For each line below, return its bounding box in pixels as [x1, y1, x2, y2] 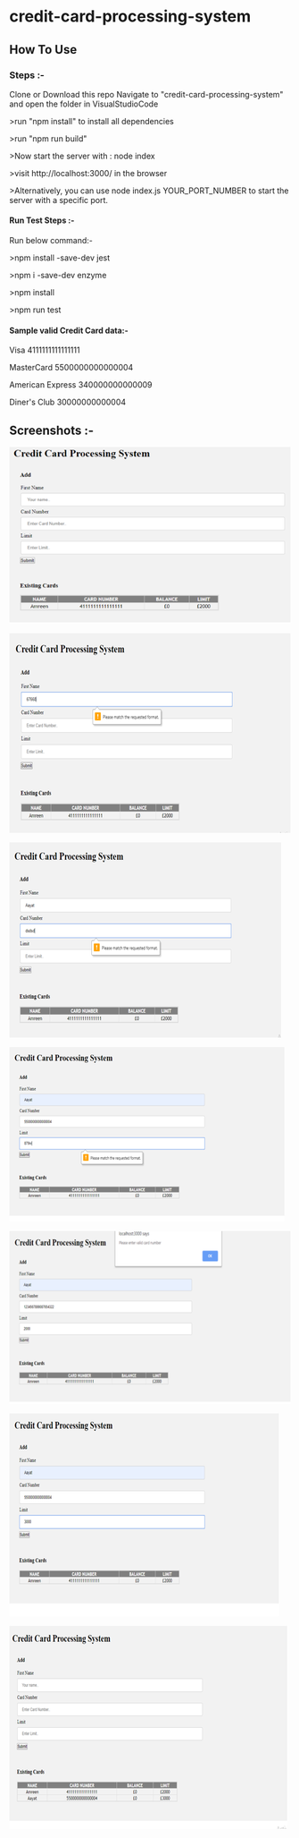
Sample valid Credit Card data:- [9, 325, 129, 336]
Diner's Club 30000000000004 [9, 396, 127, 408]
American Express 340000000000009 [9, 379, 153, 390]
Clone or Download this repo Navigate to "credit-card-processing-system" [9, 89, 284, 99]
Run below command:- [9, 235, 94, 246]
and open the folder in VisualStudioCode [9, 98, 159, 109]
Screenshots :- [9, 422, 95, 438]
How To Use [9, 42, 78, 57]
